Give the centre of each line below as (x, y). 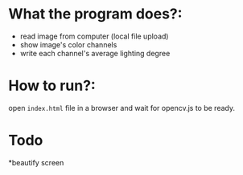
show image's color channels (68, 44)
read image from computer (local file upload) (94, 36)
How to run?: (52, 86)
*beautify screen (36, 162)
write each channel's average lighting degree (95, 53)
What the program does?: (95, 14)
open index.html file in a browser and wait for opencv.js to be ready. (122, 108)
